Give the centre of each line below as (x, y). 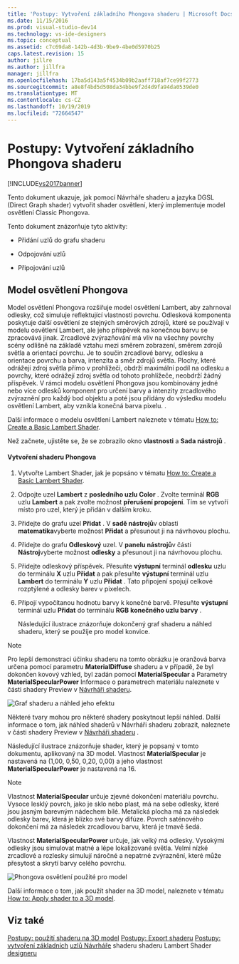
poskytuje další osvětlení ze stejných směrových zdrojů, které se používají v (118, 322)
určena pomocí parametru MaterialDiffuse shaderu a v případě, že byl (111, 666)
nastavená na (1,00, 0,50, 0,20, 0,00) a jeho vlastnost (85, 761)
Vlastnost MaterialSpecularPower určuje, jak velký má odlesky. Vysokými (116, 840)
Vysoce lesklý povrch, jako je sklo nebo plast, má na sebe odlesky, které (113, 804)
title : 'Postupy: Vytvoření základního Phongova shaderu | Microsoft (113, 14)
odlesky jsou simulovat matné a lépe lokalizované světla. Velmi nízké (108, 848)
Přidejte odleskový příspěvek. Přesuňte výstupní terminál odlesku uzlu (122, 566)
